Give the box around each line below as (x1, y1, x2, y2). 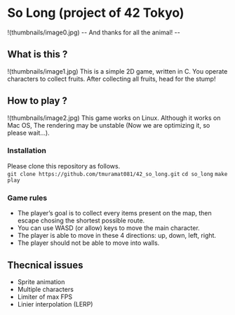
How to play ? (7, 95, 68, 107)
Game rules (7, 193, 48, 203)
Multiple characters (17, 285, 74, 293)
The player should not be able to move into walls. (17, 239, 160, 247)
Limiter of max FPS (17, 293, 72, 301)
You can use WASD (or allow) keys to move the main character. (17, 224, 200, 232)
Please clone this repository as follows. (7, 161, 121, 170)
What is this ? (7, 48, 68, 60)
